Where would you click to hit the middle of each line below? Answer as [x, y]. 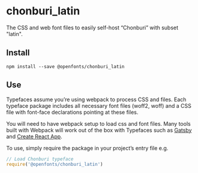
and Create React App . [34, 136]
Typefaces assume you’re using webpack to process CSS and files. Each [96, 99]
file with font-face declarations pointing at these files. [72, 112]
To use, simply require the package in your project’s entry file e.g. [87, 148]
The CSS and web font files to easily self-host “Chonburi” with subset [92, 28]
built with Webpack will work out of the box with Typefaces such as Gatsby [99, 130]
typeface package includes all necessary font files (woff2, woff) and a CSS [99, 105]
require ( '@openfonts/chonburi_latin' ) [55, 165]
